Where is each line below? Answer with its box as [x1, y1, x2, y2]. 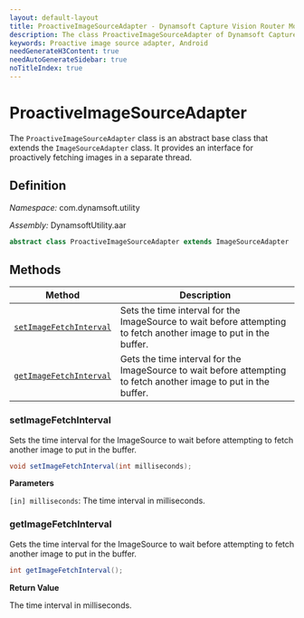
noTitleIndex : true [9, 64, 83, 73]
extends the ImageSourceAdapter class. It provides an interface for [9, 142, 254, 153]
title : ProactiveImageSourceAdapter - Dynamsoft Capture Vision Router [9, 22, 285, 31]
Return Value [9, 582, 60, 593]
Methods [9, 261, 62, 277]
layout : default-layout [9, 13, 100, 23]
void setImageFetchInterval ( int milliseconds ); [9, 461, 193, 471]
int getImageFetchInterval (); [9, 566, 124, 575]
